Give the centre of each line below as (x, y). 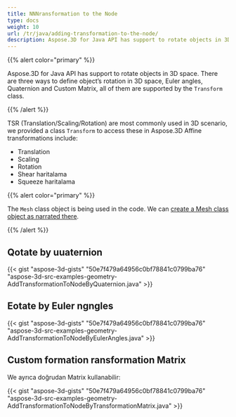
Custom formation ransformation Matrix (97, 360)
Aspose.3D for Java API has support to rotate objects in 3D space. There (113, 74)
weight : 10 (23, 27)
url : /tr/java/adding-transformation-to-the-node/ (83, 33)
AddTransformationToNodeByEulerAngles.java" (76, 338)
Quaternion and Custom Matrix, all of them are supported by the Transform (115, 89)
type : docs (23, 20)
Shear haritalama (42, 174)
